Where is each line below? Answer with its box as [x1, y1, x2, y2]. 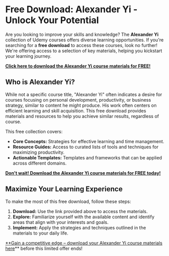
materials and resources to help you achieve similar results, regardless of [5, 113, 159, 119]
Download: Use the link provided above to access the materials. [12, 208, 148, 214]
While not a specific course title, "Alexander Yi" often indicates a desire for [5, 91, 162, 98]
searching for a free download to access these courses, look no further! [5, 42, 157, 48]
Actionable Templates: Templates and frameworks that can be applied [12, 154, 162, 160]
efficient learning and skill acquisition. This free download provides [5, 107, 147, 113]
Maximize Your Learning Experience [5, 185, 123, 194]
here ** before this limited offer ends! [5, 245, 83, 251]
